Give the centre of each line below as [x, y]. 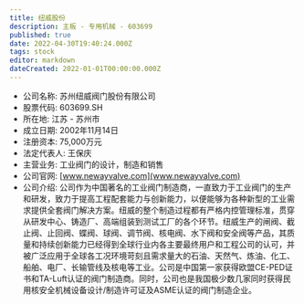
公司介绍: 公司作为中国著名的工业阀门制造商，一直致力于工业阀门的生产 [157, 187]
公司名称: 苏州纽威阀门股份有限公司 [89, 96]
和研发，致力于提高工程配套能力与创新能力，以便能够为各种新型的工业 [155, 198]
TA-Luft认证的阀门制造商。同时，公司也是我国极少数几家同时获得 [161, 278]
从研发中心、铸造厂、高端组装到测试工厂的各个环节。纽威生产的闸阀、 [155, 221]
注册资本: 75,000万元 [62, 142]
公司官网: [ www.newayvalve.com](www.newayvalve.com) [131, 175]
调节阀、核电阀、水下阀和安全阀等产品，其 [207, 233]
